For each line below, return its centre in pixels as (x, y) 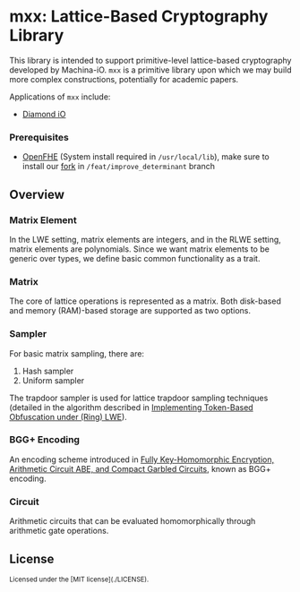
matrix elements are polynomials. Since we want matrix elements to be (140, 249)
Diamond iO (44, 114)
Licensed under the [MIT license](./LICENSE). (79, 579)
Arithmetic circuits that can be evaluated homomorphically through (133, 521)
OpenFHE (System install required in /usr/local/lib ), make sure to (146, 157)
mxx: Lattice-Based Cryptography (139, 17)
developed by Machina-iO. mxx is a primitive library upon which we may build (150, 70)
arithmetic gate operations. (59, 531)
